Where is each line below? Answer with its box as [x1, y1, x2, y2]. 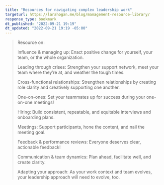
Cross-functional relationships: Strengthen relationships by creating [17, 79, 157, 85]
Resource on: [17, 39, 45, 45]
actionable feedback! [17, 144, 61, 150]
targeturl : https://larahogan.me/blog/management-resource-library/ [5, 12, 150, 17]
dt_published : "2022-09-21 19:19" [5, 21, 77, 26]
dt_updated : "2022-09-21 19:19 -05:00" [5, 26, 88, 31]
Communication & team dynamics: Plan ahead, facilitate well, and [17, 154, 151, 160]
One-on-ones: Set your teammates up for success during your [17, 94, 146, 100]
